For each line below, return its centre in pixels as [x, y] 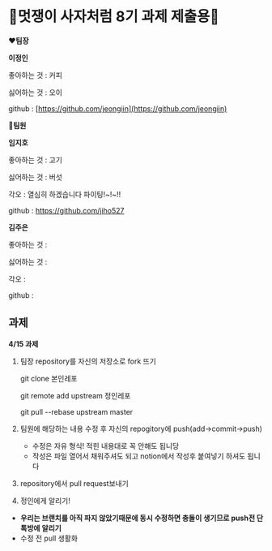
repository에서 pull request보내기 [74, 483]
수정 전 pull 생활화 [49, 538]
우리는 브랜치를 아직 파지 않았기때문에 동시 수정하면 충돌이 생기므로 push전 [138, 518]
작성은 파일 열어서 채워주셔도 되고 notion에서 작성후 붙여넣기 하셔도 [139, 456]
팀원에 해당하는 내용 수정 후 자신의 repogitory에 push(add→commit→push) [141, 428]
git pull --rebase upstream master [76, 411]
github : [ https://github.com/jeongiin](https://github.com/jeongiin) [118, 108]
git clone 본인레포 [49, 378]
